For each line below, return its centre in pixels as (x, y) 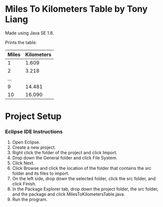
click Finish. (24, 184)
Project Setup (34, 116)
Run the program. (30, 200)
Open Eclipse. (26, 142)
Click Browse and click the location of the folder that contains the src (82, 168)
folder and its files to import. (41, 173)
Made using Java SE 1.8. (30, 33)
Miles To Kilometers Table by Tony (76, 9)
